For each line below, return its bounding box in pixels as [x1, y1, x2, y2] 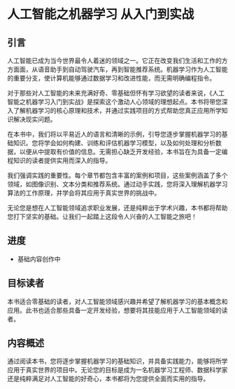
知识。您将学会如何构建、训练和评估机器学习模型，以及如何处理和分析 [13, 139, 215, 147]
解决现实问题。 [13, 115, 57, 123]
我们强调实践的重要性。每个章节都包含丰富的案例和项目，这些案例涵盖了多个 [7, 171, 228, 179]
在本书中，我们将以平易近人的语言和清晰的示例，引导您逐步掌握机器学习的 [7, 130, 222, 138]
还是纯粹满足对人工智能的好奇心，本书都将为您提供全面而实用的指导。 [7, 374, 210, 383]
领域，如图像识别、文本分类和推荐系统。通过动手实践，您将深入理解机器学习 [7, 180, 228, 188]
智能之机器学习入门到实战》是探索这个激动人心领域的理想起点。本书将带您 [7, 97, 222, 106]
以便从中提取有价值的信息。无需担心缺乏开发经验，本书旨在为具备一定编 [19, 148, 228, 156]
